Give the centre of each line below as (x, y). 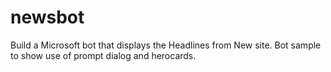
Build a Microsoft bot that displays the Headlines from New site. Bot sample (166, 45)
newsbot (47, 17)
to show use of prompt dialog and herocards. (103, 55)
